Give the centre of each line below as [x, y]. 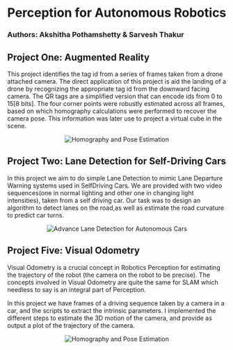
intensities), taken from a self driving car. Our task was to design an [104, 200]
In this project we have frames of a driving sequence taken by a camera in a [116, 303]
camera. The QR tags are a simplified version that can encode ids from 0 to [115, 96]
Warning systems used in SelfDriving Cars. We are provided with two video [115, 185]
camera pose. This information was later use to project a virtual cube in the [115, 118]
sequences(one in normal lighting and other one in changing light [101, 192]
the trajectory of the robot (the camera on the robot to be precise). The [109, 275]
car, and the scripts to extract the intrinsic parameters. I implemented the [112, 310]
